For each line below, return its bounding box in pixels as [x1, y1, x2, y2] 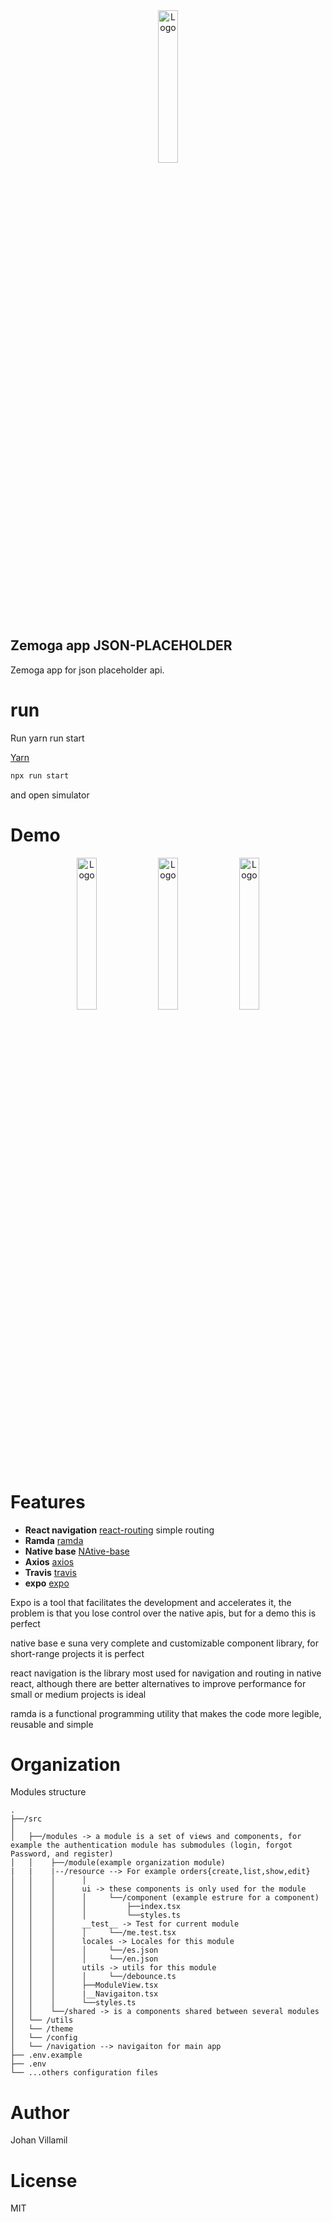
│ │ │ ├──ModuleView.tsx [10, 1980, 159, 1991]
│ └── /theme [10, 2024, 74, 2034]
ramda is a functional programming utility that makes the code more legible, [10, 1707, 322, 1719]
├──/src [10, 1814, 43, 1824]
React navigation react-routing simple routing [24, 1524, 215, 1536]
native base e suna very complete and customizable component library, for [10, 1637, 320, 1649]
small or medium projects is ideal [10, 1688, 147, 1700]
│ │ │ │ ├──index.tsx [10, 1902, 182, 1912]
